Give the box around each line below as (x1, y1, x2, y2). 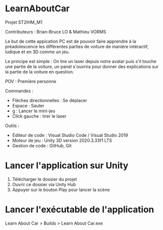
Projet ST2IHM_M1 (5, 19, 43, 25)
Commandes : (5, 88, 33, 94)
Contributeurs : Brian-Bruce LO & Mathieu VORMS (5, 29, 107, 34)
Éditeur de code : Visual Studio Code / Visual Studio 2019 (12, 132, 129, 138)
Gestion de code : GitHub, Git (12, 142, 72, 148)
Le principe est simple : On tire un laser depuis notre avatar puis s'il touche (5, 58, 157, 64)
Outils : (5, 123, 20, 129)
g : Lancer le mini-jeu (12, 108, 55, 114)
